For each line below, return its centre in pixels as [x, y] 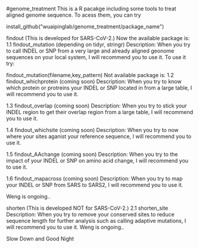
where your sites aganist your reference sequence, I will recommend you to [99, 136]
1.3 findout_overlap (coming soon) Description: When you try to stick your [97, 106]
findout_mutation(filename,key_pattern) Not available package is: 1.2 [90, 75]
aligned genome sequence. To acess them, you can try [74, 15]
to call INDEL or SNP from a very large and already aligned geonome [90, 51]
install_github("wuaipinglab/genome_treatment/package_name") [85, 27]
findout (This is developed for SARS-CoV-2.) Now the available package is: [98, 38]
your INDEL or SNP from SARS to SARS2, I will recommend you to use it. [95, 185]
